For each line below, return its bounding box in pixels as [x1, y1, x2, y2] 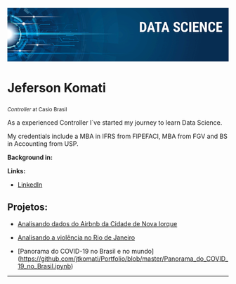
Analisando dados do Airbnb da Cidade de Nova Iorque [17, 220, 178, 228]
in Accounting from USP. [7, 140, 79, 148]
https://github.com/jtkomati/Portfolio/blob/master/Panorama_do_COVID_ [20, 254, 228, 263]
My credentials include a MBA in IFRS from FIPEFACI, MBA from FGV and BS [7, 132, 228, 141]
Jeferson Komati [7, 80, 107, 96]
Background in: [7, 153, 53, 162]
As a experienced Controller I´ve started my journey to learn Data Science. [7, 118, 223, 127]
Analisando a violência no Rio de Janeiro [17, 233, 136, 242]
